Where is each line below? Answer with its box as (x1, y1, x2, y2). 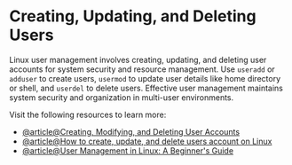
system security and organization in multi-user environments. (9, 91, 234, 103)
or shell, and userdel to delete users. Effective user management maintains (9, 82, 284, 93)
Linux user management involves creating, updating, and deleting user (9, 54, 267, 65)
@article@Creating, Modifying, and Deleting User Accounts (21, 126, 241, 137)
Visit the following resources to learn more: (9, 109, 167, 120)
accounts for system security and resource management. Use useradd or (9, 64, 275, 75)
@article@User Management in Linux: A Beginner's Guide (21, 145, 233, 156)
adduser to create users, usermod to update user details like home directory (9, 73, 281, 83)
